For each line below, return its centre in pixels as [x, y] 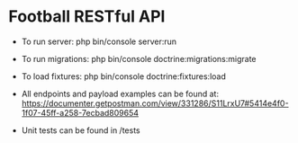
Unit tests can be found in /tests [81, 130]
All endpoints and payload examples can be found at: [120, 94]
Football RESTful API [87, 17]
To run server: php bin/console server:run [99, 41]
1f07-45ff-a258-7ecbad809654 [80, 112]
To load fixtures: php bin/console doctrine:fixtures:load [123, 76]
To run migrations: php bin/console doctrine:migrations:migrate [139, 58]
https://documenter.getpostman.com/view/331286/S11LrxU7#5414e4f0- [155, 103]
